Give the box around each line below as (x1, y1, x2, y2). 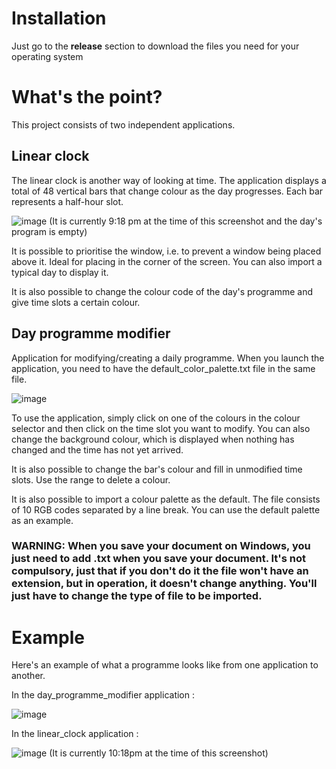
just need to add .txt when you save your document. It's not (11, 552, 306, 566)
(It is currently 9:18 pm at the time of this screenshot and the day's (49, 215, 323, 227)
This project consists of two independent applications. (11, 118, 236, 131)
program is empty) (11, 225, 88, 237)
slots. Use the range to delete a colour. (11, 473, 171, 486)
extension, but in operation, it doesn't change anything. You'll (11, 577, 318, 591)
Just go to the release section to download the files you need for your (11, 40, 300, 52)
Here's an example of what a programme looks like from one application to (11, 659, 319, 671)
